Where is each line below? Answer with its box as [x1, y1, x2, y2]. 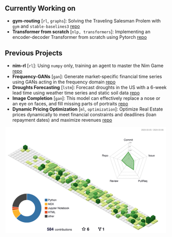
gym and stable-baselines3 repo [12, 23, 80, 29]
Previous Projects [5, 49, 63, 58]
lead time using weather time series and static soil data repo [12, 90, 140, 96]
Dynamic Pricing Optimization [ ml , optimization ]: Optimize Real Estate [12, 106, 163, 112]
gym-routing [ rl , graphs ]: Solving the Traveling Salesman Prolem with [12, 17, 161, 24]
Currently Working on [5, 4, 75, 13]
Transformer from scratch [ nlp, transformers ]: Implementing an [12, 28, 151, 35]
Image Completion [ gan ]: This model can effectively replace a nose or [12, 95, 161, 101]
